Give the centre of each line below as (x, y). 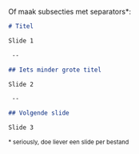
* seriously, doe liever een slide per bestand (69, 142)
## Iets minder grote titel (55, 70)
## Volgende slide (39, 113)
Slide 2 (21, 84)
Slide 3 (21, 128)
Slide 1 (21, 41)
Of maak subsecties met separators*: (70, 12)
